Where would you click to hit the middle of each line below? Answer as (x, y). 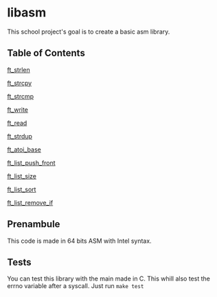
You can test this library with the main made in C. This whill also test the (109, 278)
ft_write (18, 109)
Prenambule (34, 224)
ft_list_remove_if (30, 202)
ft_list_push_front (32, 163)
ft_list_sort (22, 189)
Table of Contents (46, 53)
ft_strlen (19, 69)
